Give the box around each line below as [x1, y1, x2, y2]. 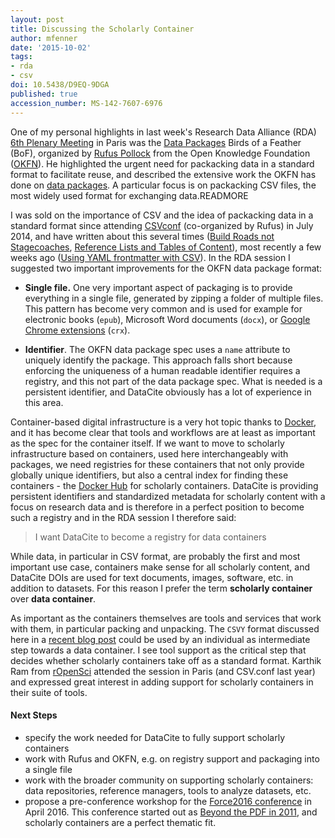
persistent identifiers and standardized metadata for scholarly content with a [10, 490, 326, 502]
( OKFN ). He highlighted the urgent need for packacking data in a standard [10, 157, 315, 170]
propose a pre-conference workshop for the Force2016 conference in [24, 795, 312, 807]
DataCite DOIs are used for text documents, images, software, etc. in [10, 571, 294, 583]
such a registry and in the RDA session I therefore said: [10, 511, 237, 523]
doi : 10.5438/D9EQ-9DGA [10, 80, 110, 90]
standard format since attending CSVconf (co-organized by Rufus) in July [10, 219, 314, 231]
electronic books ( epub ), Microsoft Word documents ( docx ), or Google [24, 313, 311, 325]
